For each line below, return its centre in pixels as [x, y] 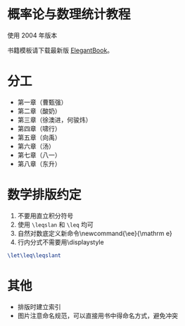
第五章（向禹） [39, 137]
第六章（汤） [36, 146]
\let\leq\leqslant [34, 255]
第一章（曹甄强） [42, 102]
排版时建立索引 [39, 306]
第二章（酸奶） [39, 111]
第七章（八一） [39, 155]
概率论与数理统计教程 [69, 14]
